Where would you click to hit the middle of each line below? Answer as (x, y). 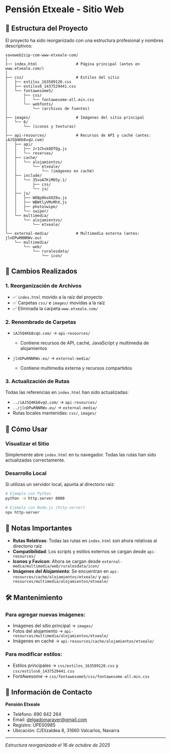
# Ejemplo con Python (28, 494)
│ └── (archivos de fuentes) (48, 109)
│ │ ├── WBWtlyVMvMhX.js (36, 202)
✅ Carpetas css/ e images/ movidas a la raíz (59, 303)
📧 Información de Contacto (49, 692)
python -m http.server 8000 (35, 499)
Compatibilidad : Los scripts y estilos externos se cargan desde (79, 551)
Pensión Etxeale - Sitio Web (65, 9)
